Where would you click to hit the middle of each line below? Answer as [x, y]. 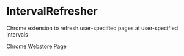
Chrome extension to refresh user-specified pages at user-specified [92, 28]
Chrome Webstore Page [37, 46]
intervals [17, 34]
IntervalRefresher [52, 11]
